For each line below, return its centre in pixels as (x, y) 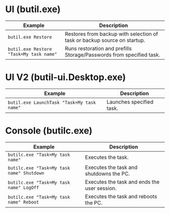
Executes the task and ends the (122, 182)
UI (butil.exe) (33, 9)
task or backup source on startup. (105, 40)
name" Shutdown (26, 173)
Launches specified (130, 102)
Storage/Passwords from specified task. (113, 55)
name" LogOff (24, 187)
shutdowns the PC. (108, 174)
